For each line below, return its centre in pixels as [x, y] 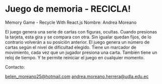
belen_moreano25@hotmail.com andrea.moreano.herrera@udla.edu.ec [77, 76]
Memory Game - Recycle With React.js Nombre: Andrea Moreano [71, 22]
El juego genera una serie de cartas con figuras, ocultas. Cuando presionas [81, 32]
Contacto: [15, 67]
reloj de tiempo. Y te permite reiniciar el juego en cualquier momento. [75, 57]
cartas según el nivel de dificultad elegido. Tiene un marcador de [71, 47]
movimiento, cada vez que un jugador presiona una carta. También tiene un [81, 52]
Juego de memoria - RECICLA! [68, 9]
